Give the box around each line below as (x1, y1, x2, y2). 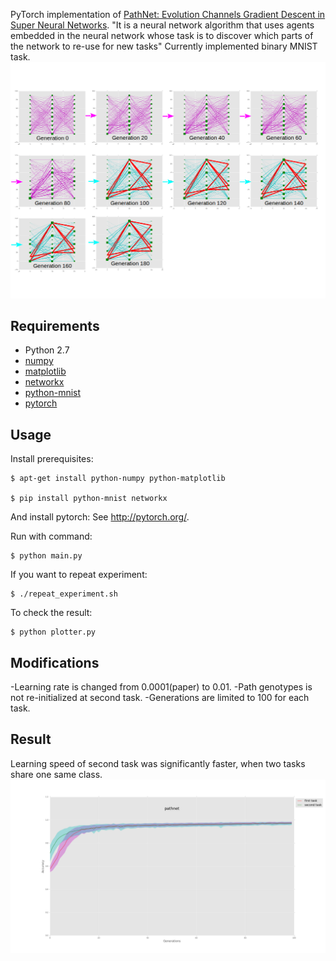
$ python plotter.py (10, 627, 97, 638)
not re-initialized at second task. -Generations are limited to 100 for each (10, 691, 310, 703)
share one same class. (10, 768, 103, 780)
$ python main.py (10, 551, 83, 561)
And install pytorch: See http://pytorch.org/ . (10, 511, 190, 523)
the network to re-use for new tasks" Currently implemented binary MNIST (10, 40, 318, 52)
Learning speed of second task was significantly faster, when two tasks (10, 757, 306, 769)
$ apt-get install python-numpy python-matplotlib (10, 474, 226, 484)
